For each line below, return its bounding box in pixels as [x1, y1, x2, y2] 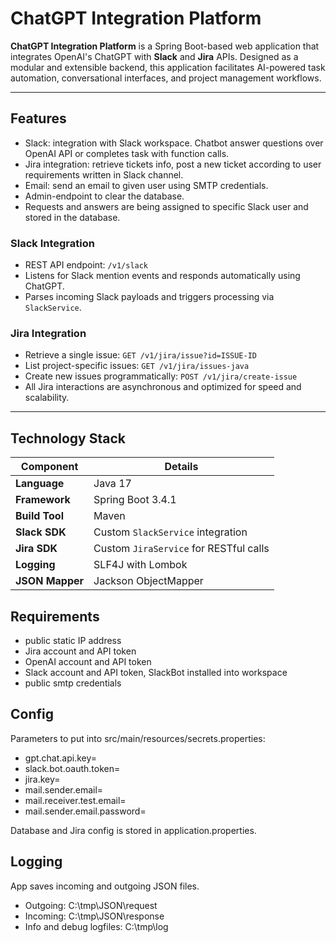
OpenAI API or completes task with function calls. [24, 147, 230, 159]
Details [164, 460, 199, 474]
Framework [15, 493, 71, 507]
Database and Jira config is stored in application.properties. [10, 824, 257, 836]
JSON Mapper [15, 574, 85, 588]
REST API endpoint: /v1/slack [24, 259, 149, 271]
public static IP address [24, 634, 122, 646]
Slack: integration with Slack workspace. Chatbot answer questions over [24, 137, 324, 149]
